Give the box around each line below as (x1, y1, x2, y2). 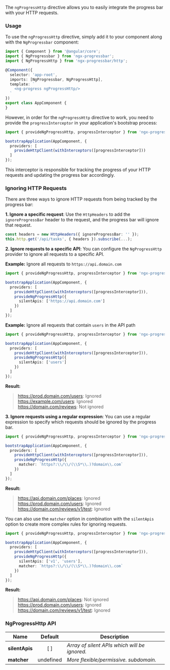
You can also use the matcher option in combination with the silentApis (5, 516, 154, 522)
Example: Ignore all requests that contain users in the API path (5, 322, 136, 328)
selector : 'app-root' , (10, 72, 58, 77)
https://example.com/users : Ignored (17, 398, 93, 404)
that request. (5, 222, 32, 228)
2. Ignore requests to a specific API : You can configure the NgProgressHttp (5, 246, 162, 252)
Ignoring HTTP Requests (5, 184, 67, 191)
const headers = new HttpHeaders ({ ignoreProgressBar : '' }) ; (5, 232, 139, 237)
